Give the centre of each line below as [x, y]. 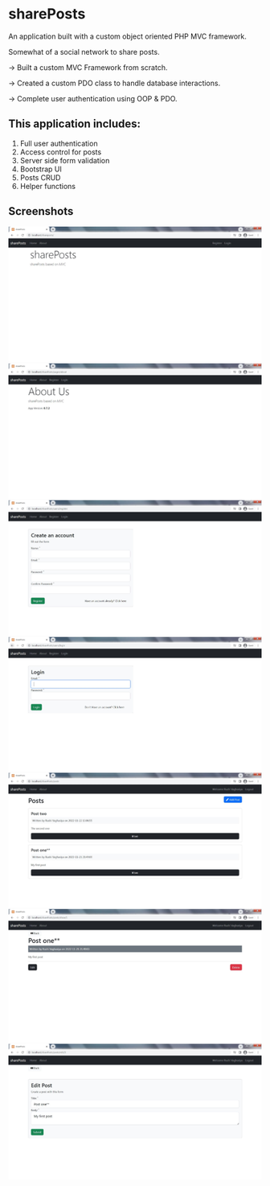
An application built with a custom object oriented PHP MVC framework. [128, 36]
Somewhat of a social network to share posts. [84, 51]
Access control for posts [61, 152]
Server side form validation [65, 160]
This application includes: [75, 124]
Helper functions [48, 186]
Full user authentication [59, 143]
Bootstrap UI [41, 169]
